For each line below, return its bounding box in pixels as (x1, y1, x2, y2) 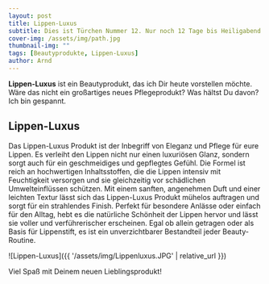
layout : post (8, 11, 52, 20)
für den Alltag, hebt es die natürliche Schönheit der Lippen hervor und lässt (8, 209, 259, 219)
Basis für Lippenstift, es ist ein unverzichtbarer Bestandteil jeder (8, 227, 221, 236)
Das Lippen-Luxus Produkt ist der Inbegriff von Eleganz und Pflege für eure (8, 140, 259, 150)
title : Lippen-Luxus (8, 19, 78, 27)
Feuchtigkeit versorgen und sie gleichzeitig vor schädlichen (8, 175, 206, 185)
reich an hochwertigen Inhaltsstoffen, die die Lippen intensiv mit (8, 166, 221, 176)
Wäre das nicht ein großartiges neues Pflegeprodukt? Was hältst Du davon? (8, 87, 259, 97)
